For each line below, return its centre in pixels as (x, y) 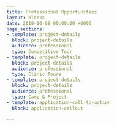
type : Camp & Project (40, 97)
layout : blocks (26, 18)
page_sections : (26, 29)
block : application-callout (48, 108)
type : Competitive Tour (42, 52)
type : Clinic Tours (37, 74)
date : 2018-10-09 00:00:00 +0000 (49, 23)
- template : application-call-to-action (59, 102)
